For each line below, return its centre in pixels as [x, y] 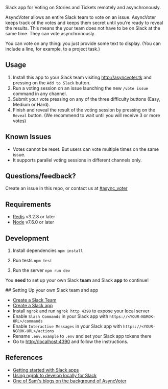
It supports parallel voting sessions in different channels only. [77, 160]
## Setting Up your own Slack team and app [52, 290]
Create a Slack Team [34, 300]
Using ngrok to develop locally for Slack [55, 375]
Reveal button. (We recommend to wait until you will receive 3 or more [86, 115]
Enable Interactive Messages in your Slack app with [67, 326]
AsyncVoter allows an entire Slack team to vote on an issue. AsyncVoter [81, 17]
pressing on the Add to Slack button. [52, 83]
